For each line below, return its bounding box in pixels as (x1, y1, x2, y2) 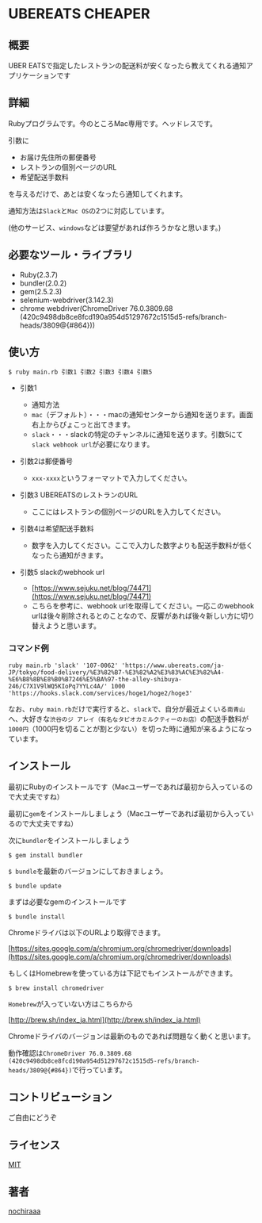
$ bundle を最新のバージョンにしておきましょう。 (8, 866, 168, 876)
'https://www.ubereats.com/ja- (121, 661, 225, 669)
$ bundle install (8, 913, 66, 921)
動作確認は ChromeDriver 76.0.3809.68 (8, 1048, 132, 1057)
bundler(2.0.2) (19, 278, 67, 288)
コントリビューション (8, 1090, 112, 1103)
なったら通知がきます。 (31, 550, 108, 560)
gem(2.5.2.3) (19, 286, 63, 296)
